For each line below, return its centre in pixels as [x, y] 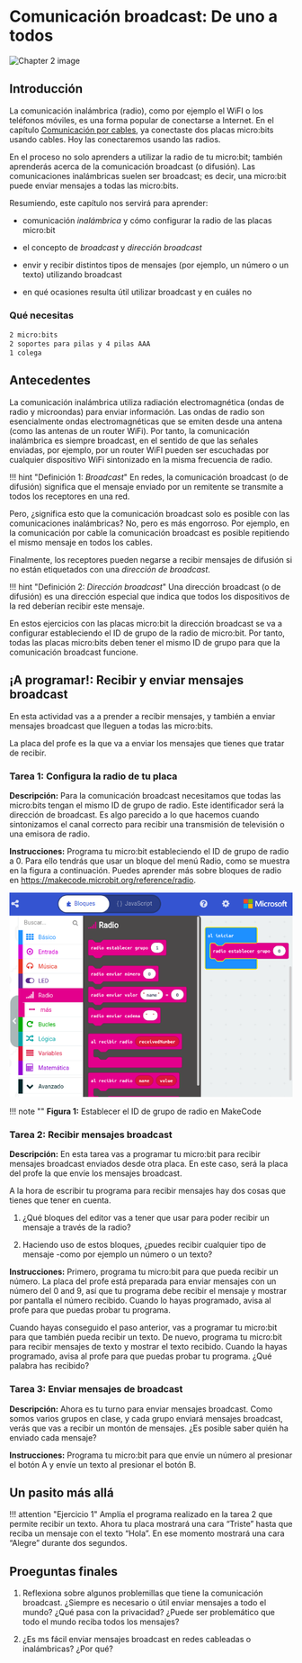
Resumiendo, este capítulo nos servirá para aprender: [109, 203]
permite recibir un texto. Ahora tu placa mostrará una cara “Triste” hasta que [151, 1524]
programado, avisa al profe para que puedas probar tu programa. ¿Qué [141, 1356]
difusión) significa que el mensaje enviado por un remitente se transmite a [147, 486]
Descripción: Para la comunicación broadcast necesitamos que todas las [145, 795]
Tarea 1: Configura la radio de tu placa [93, 776]
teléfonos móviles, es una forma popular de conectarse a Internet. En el [142, 120]
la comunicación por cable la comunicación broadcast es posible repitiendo [150, 532]
